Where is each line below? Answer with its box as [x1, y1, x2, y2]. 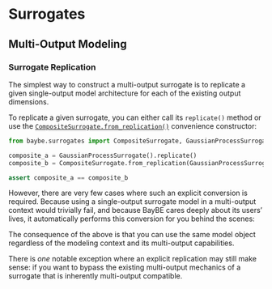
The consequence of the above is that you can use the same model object [8, 230, 257, 240]
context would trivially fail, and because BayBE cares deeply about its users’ [8, 206, 263, 215]
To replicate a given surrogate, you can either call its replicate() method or [8, 113, 261, 122]
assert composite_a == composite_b [8, 173, 129, 182]
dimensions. [8, 96, 49, 106]
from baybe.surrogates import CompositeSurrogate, [8, 137, 183, 145]
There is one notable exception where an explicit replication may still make [8, 254, 257, 264]
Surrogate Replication [8, 62, 96, 73]
